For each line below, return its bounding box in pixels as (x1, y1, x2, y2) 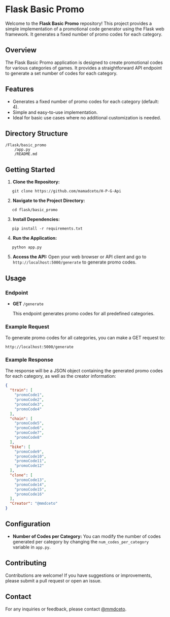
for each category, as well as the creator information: (5, 373, 116, 379)
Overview (5, 46, 37, 54)
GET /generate (12, 301, 44, 307)
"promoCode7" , (14, 430, 44, 435)
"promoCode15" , (14, 486, 47, 492)
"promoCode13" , (14, 477, 47, 482)
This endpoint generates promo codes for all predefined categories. (12, 310, 155, 316)
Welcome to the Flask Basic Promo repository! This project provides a (5, 20, 152, 26)
